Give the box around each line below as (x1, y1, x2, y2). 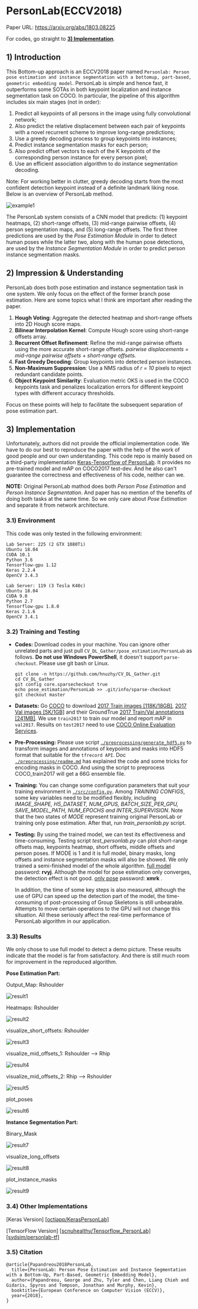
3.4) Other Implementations (6, 1202, 88, 1210)
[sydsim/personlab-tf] (6, 1233, 60, 1240)
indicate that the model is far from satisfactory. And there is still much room (6, 952, 190, 959)
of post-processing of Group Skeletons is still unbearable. (43, 899, 184, 906)
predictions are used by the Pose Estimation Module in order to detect (6, 232, 177, 239)
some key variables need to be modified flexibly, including (14, 794, 157, 801)
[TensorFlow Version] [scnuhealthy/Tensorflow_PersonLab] (6, 1227, 151, 1234)
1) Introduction (6, 52, 61, 63)
